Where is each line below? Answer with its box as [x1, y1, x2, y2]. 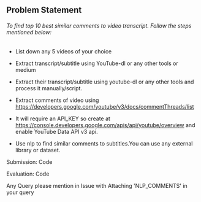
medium [15, 66, 36, 73]
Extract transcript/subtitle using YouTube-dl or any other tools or [15, 60, 179, 67]
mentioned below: [6, 28, 52, 36]
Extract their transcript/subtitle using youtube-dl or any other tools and [15, 78, 194, 85]
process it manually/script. [15, 84, 83, 91]
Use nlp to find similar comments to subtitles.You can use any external [15, 139, 193, 147]
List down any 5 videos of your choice [15, 47, 112, 55]
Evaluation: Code [6, 170, 50, 177]
